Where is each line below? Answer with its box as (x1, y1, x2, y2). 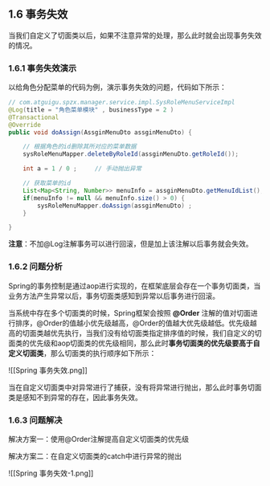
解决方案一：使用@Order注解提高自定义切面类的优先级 (8, 434, 190, 443)
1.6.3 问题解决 (8, 415, 63, 426)
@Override (8, 120, 42, 129)
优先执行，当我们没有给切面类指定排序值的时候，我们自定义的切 (50, 328, 262, 337)
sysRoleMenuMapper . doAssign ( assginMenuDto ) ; (37, 202, 193, 210)
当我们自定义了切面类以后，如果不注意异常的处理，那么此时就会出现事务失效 (8, 31, 262, 40)
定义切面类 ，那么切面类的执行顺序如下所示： (8, 348, 157, 357)
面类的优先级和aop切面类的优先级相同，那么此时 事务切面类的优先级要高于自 (8, 338, 260, 348)
